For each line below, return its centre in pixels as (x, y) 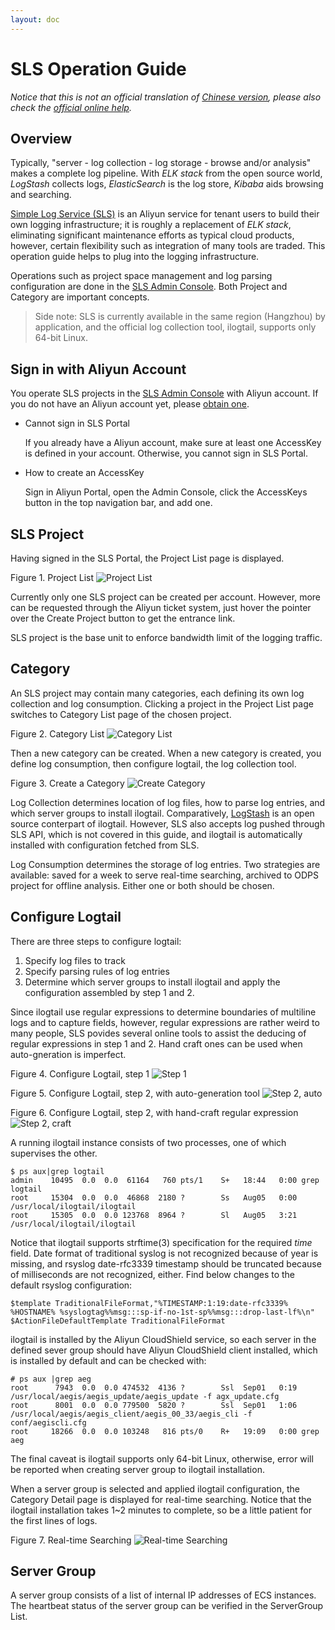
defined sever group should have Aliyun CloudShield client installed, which (164, 1350)
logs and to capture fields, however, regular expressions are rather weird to (165, 1022)
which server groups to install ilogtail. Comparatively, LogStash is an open (162, 813)
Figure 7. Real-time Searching (71, 1540)
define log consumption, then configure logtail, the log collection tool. (153, 763)
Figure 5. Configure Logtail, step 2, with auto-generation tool (135, 1093)
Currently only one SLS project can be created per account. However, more (166, 597)
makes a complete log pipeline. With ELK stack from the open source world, (166, 173)
